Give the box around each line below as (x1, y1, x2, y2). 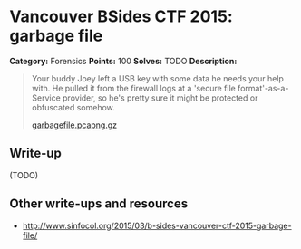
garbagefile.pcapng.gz (31, 120, 118, 130)
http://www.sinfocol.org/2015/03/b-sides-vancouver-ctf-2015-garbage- (22, 220, 292, 231)
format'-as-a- (237, 82, 289, 93)
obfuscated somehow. (31, 101, 115, 112)
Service (31, 92, 61, 103)
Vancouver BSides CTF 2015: (9, 6, 233, 27)
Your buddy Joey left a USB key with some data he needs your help (31, 72, 284, 83)
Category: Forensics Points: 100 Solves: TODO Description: (9, 55, 238, 66)
